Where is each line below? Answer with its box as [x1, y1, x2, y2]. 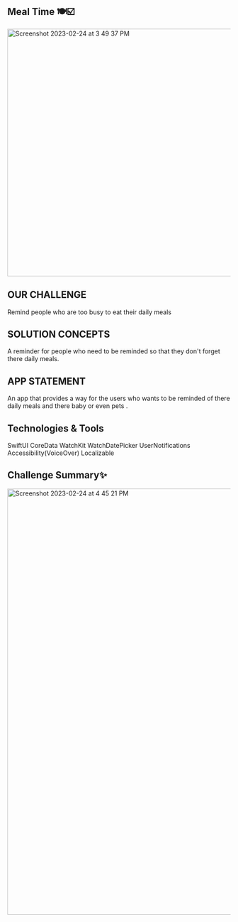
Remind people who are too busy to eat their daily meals [7, 308, 172, 316]
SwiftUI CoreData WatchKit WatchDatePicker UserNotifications [7, 441, 191, 450]
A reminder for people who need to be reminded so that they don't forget [7, 347, 221, 355]
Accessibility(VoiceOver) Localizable [7, 449, 115, 457]
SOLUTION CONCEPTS [7, 328, 110, 341]
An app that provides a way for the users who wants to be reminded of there [7, 394, 230, 403]
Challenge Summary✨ [7, 469, 108, 481]
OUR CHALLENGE [7, 289, 87, 301]
